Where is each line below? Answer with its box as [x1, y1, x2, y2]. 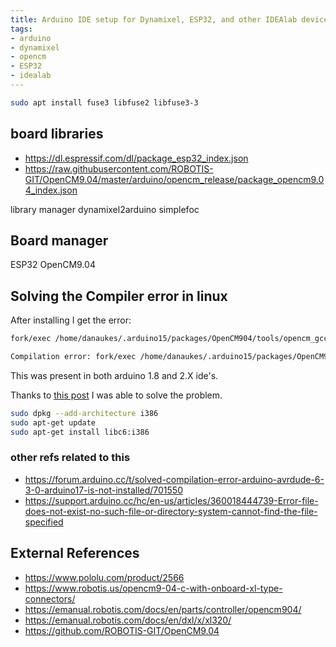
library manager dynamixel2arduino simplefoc [10, 203, 200, 215]
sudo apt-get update [10, 417, 97, 428]
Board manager [10, 232, 109, 249]
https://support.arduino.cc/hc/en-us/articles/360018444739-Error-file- [24, 494, 319, 506]
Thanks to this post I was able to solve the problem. [10, 389, 223, 401]
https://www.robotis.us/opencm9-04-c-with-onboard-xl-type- [24, 582, 283, 594]
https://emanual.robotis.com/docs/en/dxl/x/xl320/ [24, 614, 232, 626]
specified [24, 516, 64, 528]
